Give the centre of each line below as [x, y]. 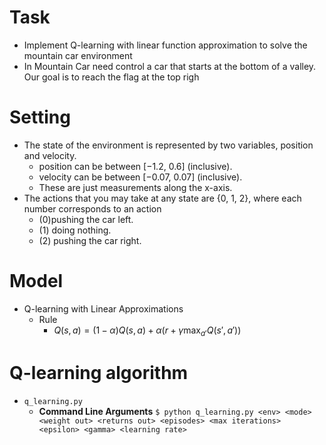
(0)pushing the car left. [86, 219]
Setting [40, 117]
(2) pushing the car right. [90, 240]
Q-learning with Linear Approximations [103, 308]
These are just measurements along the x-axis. [135, 187]
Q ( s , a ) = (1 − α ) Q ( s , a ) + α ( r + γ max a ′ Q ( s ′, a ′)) [147, 331]
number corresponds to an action [92, 208]
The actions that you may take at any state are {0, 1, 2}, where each [162, 198]
